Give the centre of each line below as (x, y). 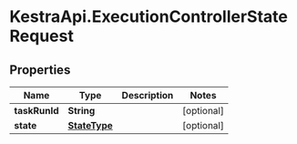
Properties (40, 70)
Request (42, 36)
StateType (91, 125)
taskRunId (36, 111)
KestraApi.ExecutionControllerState (149, 17)
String (82, 111)
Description (148, 95)
